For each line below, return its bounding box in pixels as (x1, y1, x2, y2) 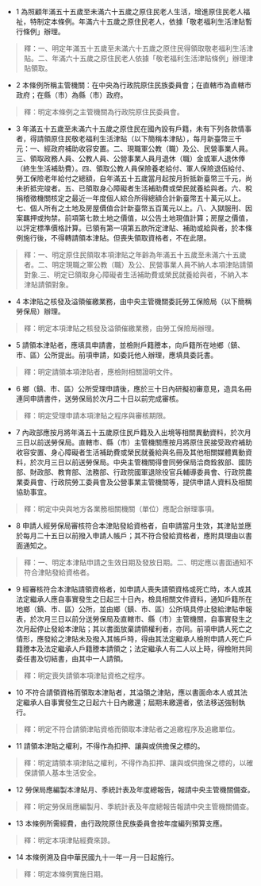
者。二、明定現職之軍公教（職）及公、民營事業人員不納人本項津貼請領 (23, 260, 254, 269)
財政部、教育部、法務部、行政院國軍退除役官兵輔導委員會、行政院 (29, 468, 246, 476)
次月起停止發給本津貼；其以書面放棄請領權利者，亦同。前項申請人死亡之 (15, 624, 252, 634)
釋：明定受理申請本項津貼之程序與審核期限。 (23, 411, 171, 420)
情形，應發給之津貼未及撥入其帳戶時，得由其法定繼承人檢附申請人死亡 (15, 634, 246, 643)
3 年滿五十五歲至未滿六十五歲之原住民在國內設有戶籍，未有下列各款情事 (15, 124, 252, 133)
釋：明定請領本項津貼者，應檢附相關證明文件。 (23, 368, 177, 376)
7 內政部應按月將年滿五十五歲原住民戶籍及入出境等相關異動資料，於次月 (15, 428, 251, 437)
